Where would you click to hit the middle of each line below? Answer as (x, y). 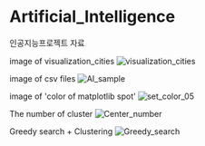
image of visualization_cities (62, 61)
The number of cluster (51, 113)
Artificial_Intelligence (93, 17)
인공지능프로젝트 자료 (47, 43)
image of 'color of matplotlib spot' (73, 96)
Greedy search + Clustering (61, 131)
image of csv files (43, 78)
